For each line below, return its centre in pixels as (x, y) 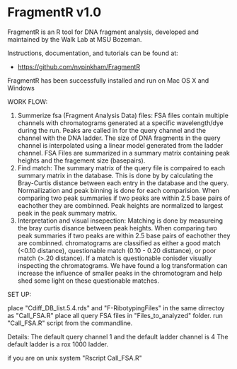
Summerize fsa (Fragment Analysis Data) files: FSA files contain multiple (123, 115)
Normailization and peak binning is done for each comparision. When (118, 190)
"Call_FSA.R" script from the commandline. (70, 323)
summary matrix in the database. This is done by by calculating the (115, 175)
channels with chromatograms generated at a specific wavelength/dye (121, 123)
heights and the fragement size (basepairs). (81, 160)
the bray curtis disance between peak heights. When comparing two (117, 228)
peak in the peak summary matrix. (67, 213)
